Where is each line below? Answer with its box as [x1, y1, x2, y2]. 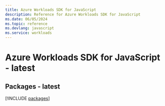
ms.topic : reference [5, 21, 48, 26]
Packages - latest [5, 82, 60, 91]
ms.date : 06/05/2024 [5, 16, 48, 21]
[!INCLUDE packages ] [5, 96, 50, 101]
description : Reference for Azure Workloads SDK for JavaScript [5, 12, 141, 17]
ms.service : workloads [5, 30, 52, 35]
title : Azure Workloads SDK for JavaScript [5, 7, 97, 12]
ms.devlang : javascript [5, 26, 55, 31]
